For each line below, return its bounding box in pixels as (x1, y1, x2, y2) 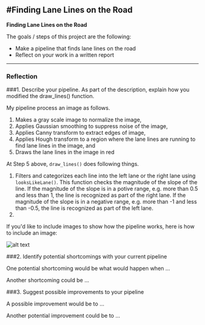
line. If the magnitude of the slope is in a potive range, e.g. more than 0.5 (15, 185, 198, 193)
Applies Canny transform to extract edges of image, (15, 129, 146, 137)
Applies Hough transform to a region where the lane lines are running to (15, 135, 196, 143)
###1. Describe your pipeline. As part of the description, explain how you (6, 86, 190, 93)
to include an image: (6, 229, 58, 237)
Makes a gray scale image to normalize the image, (15, 116, 142, 124)
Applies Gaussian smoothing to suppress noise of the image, (15, 123, 168, 130)
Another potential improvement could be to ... (6, 312, 121, 320)
